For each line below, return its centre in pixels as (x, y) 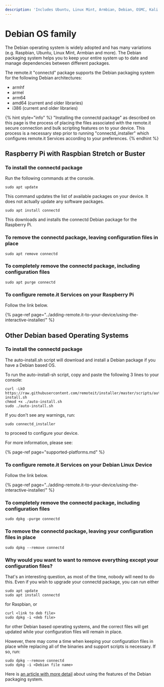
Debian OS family (41, 34)
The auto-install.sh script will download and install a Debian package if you (80, 360)
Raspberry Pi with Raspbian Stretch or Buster (75, 154)
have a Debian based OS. (31, 365)
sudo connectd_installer (30, 424)
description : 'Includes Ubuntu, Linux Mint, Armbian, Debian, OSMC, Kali (82, 10)
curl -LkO (15, 389)
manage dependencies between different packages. (58, 63)
